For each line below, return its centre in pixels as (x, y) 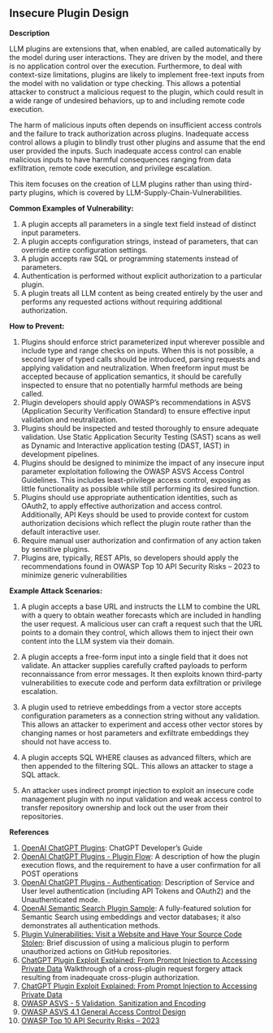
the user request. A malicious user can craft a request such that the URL (142, 623)
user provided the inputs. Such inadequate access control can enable (126, 150)
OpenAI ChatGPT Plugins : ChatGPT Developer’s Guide (112, 848)
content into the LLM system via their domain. (97, 640)
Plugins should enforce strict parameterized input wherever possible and (143, 341)
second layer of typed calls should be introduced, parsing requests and (141, 359)
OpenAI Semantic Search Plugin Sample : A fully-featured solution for (136, 908)
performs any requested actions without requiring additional (121, 302)
